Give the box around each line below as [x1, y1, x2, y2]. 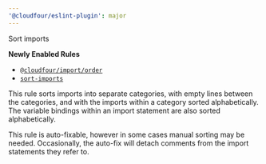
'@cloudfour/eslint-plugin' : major [8, 11, 127, 20]
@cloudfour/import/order [19, 66, 103, 74]
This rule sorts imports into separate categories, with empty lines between [8, 89, 253, 98]
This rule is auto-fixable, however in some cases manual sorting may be [8, 130, 245, 139]
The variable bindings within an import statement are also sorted [8, 106, 221, 115]
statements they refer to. [8, 146, 89, 156]
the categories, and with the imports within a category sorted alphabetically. [8, 97, 260, 106]
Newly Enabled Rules [8, 49, 80, 58]
